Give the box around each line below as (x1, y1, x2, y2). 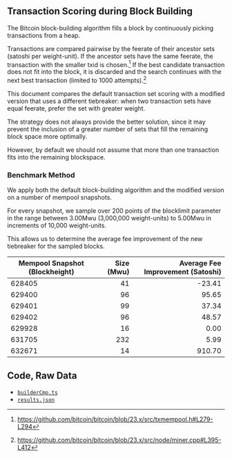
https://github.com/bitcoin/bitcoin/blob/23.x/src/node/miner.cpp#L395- (17, 436, 222, 444)
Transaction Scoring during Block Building (7, 6, 193, 17)
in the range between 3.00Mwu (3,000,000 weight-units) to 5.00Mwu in (7, 214, 212, 222)
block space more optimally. (7, 133, 88, 141)
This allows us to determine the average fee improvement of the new (7, 235, 203, 243)
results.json (17, 397, 55, 403)
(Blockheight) (28, 267, 75, 277)
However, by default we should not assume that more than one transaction (7, 146, 220, 154)
